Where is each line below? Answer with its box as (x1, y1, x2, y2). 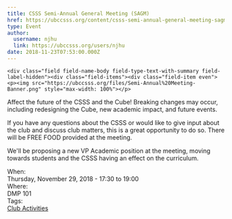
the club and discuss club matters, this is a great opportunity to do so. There (7, 126, 225, 134)
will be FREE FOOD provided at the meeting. (7, 133, 133, 142)
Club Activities (7, 204, 48, 212)
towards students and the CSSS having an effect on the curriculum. (7, 153, 199, 162)
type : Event (7, 23, 41, 30)
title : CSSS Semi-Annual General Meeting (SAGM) (7, 10, 150, 17)
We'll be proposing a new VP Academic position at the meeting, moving (7, 146, 211, 155)
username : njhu (13, 36, 57, 43)
